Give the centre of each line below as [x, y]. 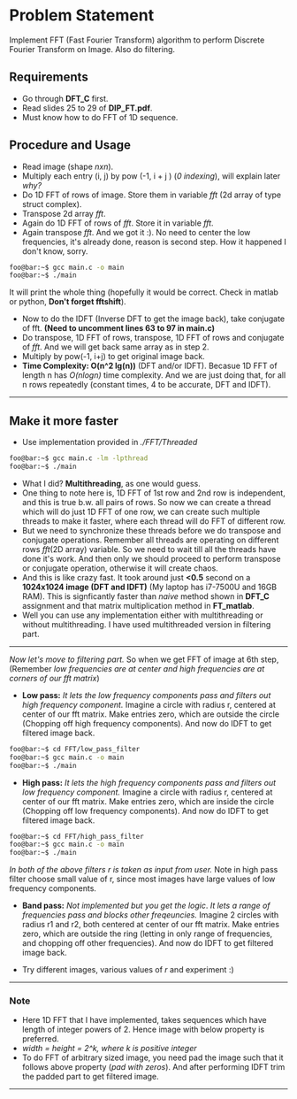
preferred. [40, 1039]
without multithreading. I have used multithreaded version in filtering [146, 624]
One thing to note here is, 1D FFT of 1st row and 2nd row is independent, [153, 493]
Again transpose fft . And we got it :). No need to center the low [136, 232]
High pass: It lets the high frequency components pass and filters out [149, 782]
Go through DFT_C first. [65, 98]
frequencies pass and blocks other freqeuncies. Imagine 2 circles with [150, 915]
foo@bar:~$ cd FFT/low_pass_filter [75, 749]
